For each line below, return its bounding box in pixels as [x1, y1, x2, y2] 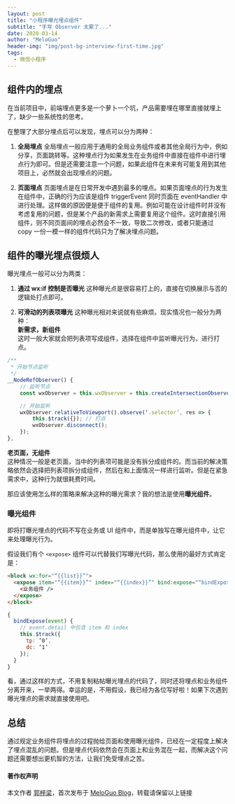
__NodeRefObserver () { [7, 376, 73, 383]
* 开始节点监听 [10, 364, 48, 371]
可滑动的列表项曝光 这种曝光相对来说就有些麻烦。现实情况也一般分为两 [17, 308, 222, 316]
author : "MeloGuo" [7, 36, 61, 43]
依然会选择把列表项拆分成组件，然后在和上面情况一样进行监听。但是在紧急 [13, 465, 228, 474]
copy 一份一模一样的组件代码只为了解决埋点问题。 [17, 227, 163, 236]
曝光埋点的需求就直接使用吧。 [7, 695, 93, 703]
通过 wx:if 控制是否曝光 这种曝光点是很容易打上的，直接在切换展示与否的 [17, 285, 227, 293]
